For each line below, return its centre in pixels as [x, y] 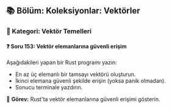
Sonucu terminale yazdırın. [49, 87]
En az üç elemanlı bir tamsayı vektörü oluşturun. [75, 74]
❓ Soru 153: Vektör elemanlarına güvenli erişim [66, 46]
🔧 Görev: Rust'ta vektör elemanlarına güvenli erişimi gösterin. [83, 99]
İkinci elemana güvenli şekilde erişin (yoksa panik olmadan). [90, 81]
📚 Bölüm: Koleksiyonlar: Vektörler [73, 11]
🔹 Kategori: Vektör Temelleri [49, 31]
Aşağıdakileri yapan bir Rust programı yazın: [62, 62]
